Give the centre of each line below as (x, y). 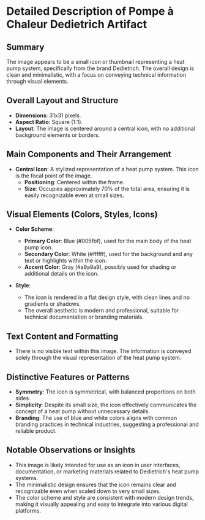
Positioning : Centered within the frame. (74, 182)
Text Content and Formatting (62, 336)
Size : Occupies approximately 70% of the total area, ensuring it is (107, 188)
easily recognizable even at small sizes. (74, 195)
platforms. (28, 510)
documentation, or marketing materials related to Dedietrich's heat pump (107, 471)
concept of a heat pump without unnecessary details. (83, 411)
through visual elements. (37, 81)
